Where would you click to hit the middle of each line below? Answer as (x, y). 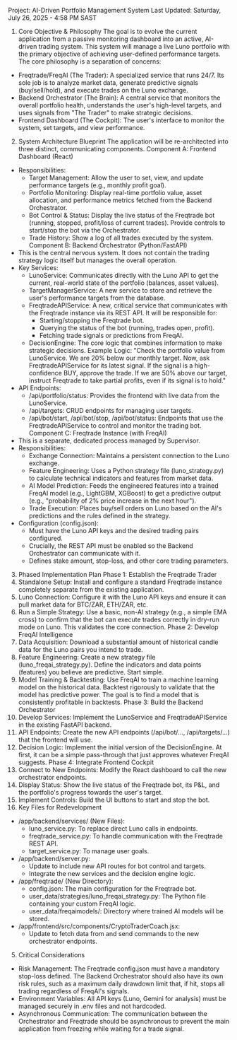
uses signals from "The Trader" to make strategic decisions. (105, 113)
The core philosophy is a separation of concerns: (90, 62)
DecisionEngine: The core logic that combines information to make (126, 343)
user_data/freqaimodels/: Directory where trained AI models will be (126, 911)
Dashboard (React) (45, 156)
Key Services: (38, 268)
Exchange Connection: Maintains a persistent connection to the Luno (129, 456)
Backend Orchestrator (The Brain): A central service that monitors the (119, 98)
